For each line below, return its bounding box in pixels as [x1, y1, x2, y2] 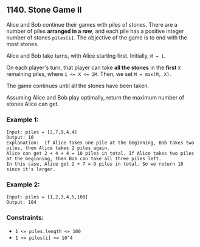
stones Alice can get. [6, 100, 60, 107]
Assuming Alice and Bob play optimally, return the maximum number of [6, 93, 184, 101]
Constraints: [6, 214, 44, 222]
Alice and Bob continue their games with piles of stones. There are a [6, 21, 178, 28]
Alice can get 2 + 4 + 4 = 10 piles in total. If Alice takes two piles [6, 151, 195, 157]
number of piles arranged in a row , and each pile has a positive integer [6, 27, 184, 35]
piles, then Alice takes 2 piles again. [6, 145, 111, 151]
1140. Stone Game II [6, 5, 82, 15]
